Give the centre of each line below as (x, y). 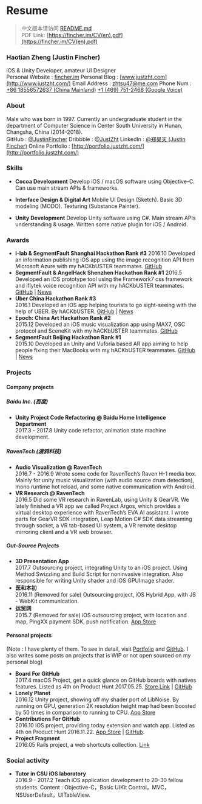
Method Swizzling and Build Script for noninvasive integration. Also (99, 574)
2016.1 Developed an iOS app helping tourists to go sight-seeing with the (106, 305)
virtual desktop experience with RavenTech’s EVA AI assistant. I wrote (102, 512)
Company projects (30, 387)
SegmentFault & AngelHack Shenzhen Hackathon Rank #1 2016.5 (99, 273)
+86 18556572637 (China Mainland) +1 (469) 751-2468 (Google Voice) (95, 90)
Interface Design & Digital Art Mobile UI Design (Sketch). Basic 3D (99, 199)
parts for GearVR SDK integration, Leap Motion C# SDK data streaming (103, 519)
